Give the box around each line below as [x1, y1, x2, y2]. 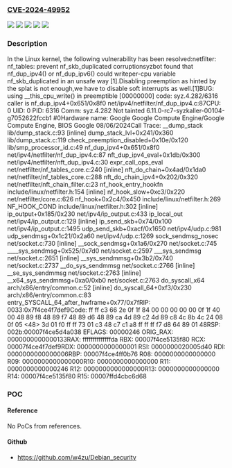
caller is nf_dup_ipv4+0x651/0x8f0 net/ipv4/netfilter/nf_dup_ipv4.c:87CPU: [7, 99, 222, 107]
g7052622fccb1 [7, 113, 52, 122]
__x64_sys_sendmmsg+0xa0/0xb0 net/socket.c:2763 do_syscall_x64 [7, 276, 205, 284]
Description [7, 39, 48, 49]
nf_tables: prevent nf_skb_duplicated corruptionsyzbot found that [7, 62, 194, 70]
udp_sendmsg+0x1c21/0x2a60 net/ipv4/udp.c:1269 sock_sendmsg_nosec [7, 231, 219, 240]
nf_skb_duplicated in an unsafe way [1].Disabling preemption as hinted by [7, 76, 217, 85]
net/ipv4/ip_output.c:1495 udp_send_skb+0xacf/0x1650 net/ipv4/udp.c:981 [7, 224, 222, 233]
